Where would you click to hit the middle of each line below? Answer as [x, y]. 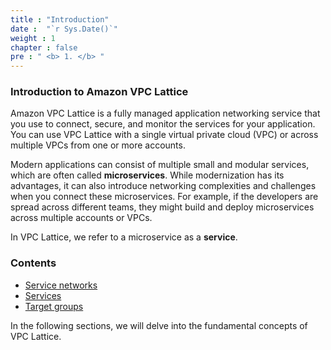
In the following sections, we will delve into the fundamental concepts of [159, 325]
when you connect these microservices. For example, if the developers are [164, 197]
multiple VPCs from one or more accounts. [98, 145]
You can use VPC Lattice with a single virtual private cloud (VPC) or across [164, 135]
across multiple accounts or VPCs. [81, 218]
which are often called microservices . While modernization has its [147, 175]
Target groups [54, 306]
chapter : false [44, 47]
